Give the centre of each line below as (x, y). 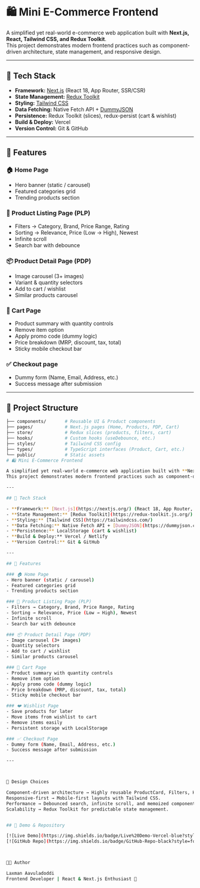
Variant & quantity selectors (49, 283)
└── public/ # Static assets (56, 455)
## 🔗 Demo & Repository (36, 825)
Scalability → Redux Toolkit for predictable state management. (87, 809)
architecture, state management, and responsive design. (92, 51)
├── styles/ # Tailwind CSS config (63, 444)
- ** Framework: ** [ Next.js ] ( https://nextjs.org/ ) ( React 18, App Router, (100, 509)
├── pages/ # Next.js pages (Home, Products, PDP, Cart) (93, 427)
